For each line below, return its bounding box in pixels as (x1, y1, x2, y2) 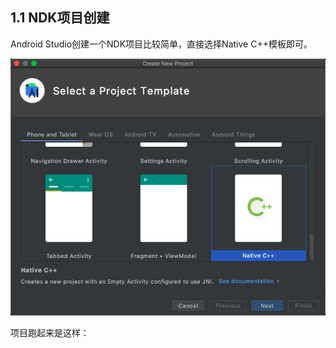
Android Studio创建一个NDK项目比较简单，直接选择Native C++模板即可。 (10, 38, 313, 50)
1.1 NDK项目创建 (10, 9, 110, 27)
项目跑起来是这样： (10, 327, 90, 339)
